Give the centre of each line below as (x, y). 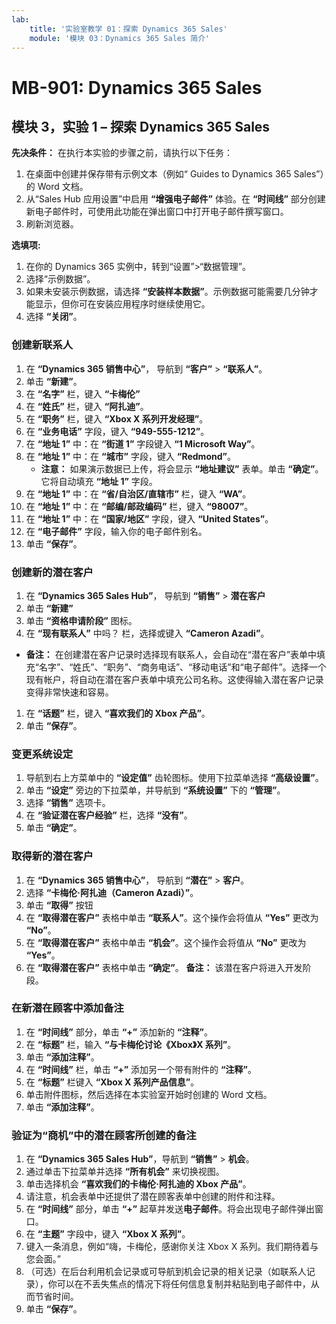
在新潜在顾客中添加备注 (67, 1008)
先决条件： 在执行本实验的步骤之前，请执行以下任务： (122, 153)
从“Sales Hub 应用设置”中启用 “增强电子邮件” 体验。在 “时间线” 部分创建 (175, 199)
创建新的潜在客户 (52, 572)
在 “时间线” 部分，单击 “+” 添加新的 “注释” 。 (119, 1032)
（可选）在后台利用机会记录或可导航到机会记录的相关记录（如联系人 (166, 1272)
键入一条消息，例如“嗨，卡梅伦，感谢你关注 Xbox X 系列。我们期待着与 (172, 1247)
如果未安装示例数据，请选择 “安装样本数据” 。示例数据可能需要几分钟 (167, 292)
